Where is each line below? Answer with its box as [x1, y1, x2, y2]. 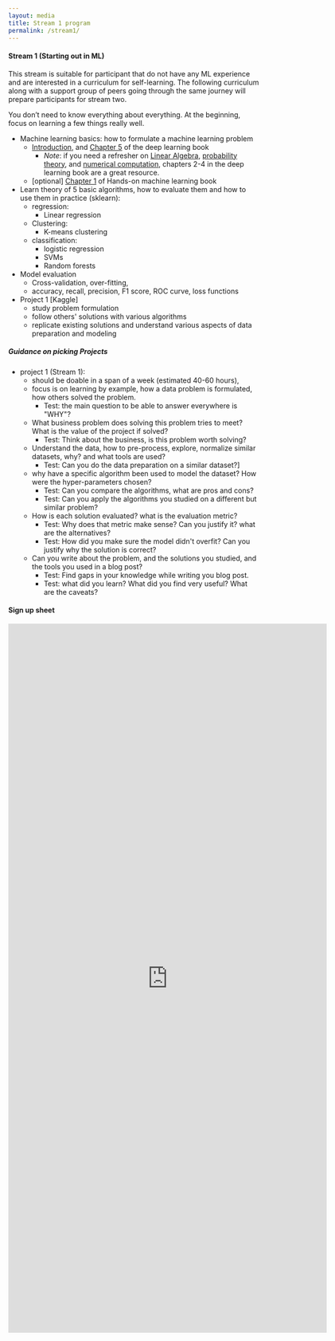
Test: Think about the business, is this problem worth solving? [43, 435, 247, 444]
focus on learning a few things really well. [8, 118, 145, 128]
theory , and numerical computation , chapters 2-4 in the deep [43, 159, 244, 168]
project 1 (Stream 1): [19, 367, 86, 376]
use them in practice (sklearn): [19, 193, 121, 203]
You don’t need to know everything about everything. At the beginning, [8, 109, 241, 120]
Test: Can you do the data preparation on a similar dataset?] [43, 460, 240, 470]
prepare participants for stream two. [8, 94, 127, 104]
